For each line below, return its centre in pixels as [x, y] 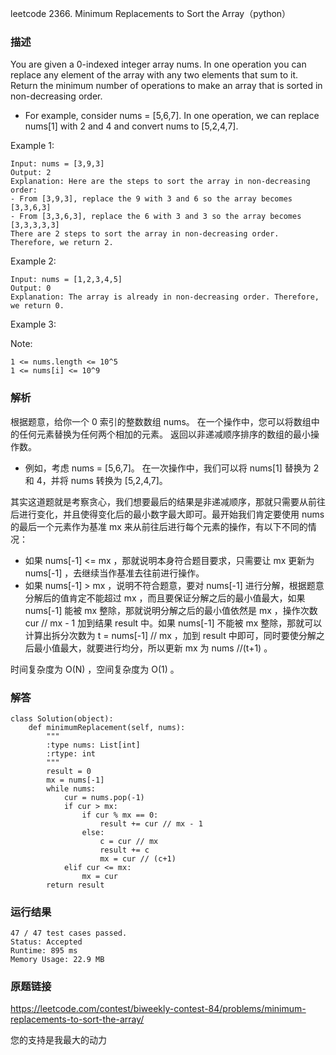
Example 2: [33, 261]
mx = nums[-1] [75, 780]
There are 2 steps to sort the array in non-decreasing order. [145, 234]
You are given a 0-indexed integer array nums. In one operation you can [158, 64]
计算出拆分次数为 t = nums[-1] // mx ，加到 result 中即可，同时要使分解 [170, 635]
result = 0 [69, 771]
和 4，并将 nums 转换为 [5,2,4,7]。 [96, 480]
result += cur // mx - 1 [151, 823]
